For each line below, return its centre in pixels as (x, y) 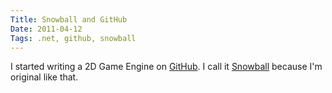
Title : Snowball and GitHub (69, 19)
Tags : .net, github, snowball (73, 38)
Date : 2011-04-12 (46, 29)
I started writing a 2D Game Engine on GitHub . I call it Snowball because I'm (166, 67)
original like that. (44, 77)
